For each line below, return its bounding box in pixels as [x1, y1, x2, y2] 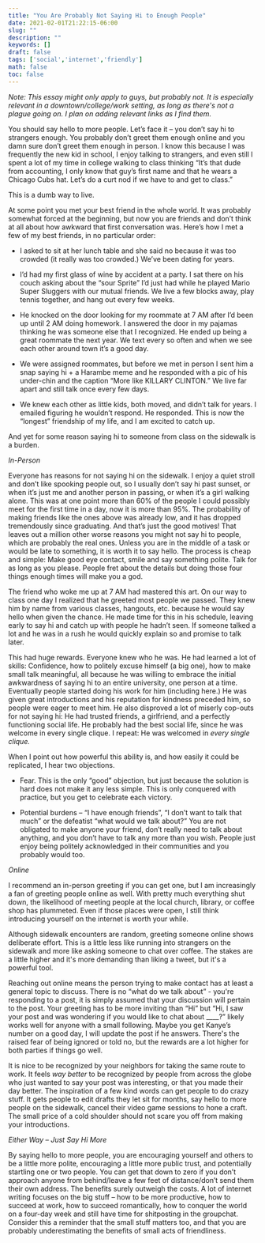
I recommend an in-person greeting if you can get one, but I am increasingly [8, 880, 256, 890]
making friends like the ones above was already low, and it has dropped [8, 512, 241, 522]
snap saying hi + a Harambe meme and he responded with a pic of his [19, 367, 248, 376]
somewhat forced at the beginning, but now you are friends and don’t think [8, 213, 252, 223]
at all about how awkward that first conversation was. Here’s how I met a [8, 222, 244, 232]
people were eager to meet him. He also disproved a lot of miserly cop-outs [8, 703, 254, 712]
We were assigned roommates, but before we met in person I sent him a [19, 359, 254, 368]
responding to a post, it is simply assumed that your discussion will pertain [8, 995, 251, 1004]
